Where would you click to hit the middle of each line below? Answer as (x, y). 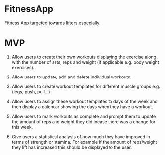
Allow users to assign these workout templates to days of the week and (85, 101)
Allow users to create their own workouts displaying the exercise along (84, 57)
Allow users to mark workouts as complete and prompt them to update (84, 116)
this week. (22, 127)
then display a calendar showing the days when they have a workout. (82, 107)
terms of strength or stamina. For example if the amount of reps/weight (84, 142)
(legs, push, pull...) (31, 92)
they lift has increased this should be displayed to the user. (72, 147)
